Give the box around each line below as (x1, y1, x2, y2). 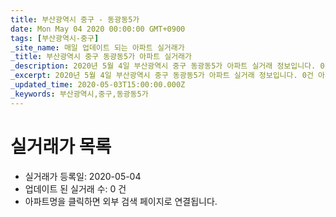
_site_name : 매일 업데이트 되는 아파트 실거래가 (10, 42, 185, 53)
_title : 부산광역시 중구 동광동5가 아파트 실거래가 (10, 52, 192, 62)
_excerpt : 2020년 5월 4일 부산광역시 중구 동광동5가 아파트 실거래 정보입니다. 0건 (10, 71, 314, 81)
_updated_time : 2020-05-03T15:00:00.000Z (10, 80, 186, 90)
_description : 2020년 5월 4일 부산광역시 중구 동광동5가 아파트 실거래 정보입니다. (10, 61, 317, 71)
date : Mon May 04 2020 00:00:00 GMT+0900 (10, 24, 186, 34)
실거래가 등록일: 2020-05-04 (24, 170, 142, 182)
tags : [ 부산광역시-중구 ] (10, 33, 100, 43)
